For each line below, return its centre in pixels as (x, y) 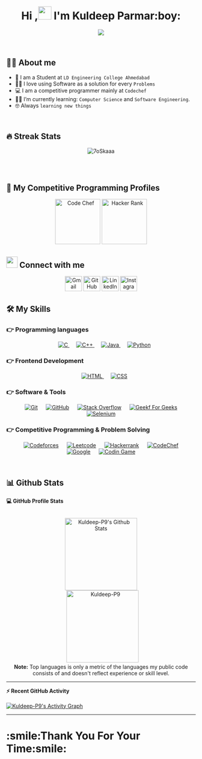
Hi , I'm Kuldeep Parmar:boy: (101, 16)
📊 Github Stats (35, 483)
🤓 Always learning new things (53, 105)
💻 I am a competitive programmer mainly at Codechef (81, 90)
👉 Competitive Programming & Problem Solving (78, 430)
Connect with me (52, 265)
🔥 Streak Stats (34, 136)
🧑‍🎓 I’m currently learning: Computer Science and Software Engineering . (103, 99)
